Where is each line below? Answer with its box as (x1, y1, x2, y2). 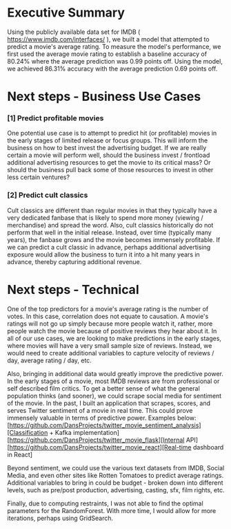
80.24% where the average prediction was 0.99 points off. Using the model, (7, 57, 223, 65)
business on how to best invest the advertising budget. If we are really (7, 144, 207, 152)
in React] (7, 450, 33, 458)
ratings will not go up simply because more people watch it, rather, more (7, 319, 213, 328)
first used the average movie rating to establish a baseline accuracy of (7, 50, 208, 58)
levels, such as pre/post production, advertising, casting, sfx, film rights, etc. (7, 485, 225, 494)
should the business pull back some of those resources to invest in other (7, 166, 214, 174)
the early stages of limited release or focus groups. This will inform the (7, 136, 208, 145)
